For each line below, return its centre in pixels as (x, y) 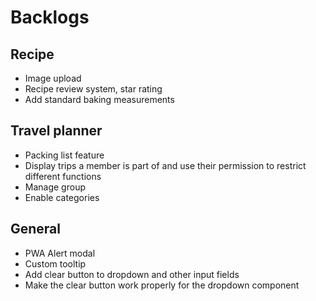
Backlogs (50, 17)
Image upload (53, 78)
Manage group (55, 187)
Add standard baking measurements (99, 99)
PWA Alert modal (60, 253)
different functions (63, 176)
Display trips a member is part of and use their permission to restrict (165, 165)
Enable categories (62, 197)
